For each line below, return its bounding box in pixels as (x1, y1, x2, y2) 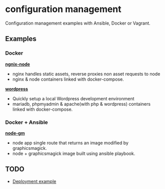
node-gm (5, 130, 25, 136)
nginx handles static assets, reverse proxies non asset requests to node (12, 71, 160, 77)
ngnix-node (5, 61, 30, 67)
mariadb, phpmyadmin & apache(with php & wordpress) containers (12, 101, 151, 107)
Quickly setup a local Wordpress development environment (12, 95, 134, 101)
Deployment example (12, 178, 56, 184)
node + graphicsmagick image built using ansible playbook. (12, 150, 135, 156)
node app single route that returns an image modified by (12, 139, 129, 146)
